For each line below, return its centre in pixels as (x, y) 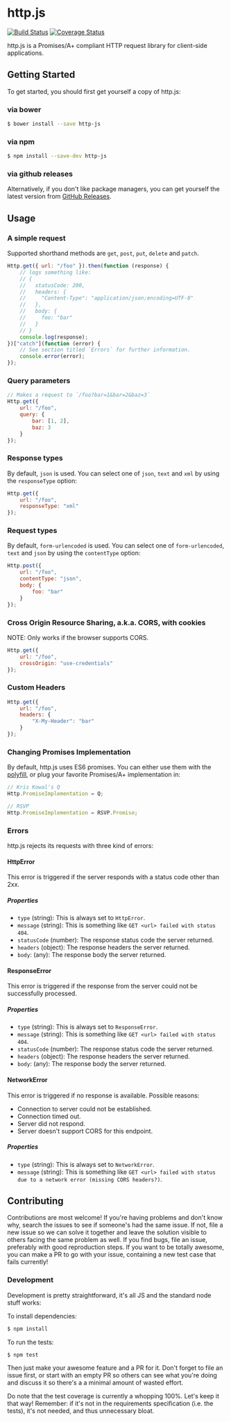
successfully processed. (42, 994)
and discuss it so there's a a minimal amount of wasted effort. (95, 1383)
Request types (32, 531)
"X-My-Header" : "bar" (63, 721)
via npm (21, 142)
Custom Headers (36, 687)
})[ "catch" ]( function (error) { (54, 343)
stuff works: (24, 1302)
